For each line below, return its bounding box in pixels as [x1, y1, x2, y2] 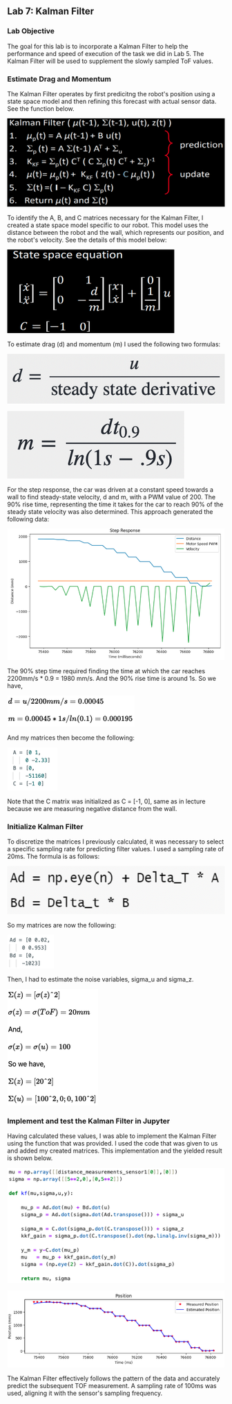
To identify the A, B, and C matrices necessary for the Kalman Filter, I [7, 214, 204, 222]
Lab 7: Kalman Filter [7, 6, 95, 17]
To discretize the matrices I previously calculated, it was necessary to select [7, 837, 224, 846]
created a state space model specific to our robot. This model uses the [7, 221, 209, 229]
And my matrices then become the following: [7, 734, 135, 742]
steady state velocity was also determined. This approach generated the [7, 507, 213, 515]
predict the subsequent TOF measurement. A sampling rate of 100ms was [7, 1381, 217, 1389]
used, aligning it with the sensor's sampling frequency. [7, 1389, 163, 1397]
